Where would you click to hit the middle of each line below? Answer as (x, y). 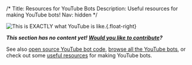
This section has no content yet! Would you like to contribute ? (84, 38)
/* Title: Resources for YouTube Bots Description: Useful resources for (92, 9)
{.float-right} (121, 26)
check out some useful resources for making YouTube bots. (79, 55)
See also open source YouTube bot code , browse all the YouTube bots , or (96, 49)
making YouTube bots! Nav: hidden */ (52, 15)
